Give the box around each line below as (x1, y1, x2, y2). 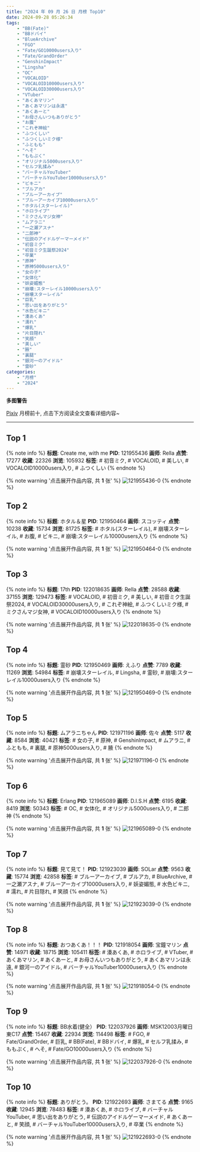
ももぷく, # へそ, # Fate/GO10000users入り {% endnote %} (6, 1045, 152, 1052)
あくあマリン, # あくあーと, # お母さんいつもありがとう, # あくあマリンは (6, 956, 186, 963)
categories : (6, 369, 36, 375)
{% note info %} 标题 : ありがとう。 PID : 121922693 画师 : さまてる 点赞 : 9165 (6, 1098, 193, 1106)
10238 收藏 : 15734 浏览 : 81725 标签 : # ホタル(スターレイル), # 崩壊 (6, 525, 169, 532)
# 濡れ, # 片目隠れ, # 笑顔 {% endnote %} (6, 887, 108, 895)
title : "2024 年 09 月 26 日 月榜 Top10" (6, 8, 106, 15)
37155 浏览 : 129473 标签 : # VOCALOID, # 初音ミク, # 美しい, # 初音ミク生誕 (6, 593, 191, 600)
